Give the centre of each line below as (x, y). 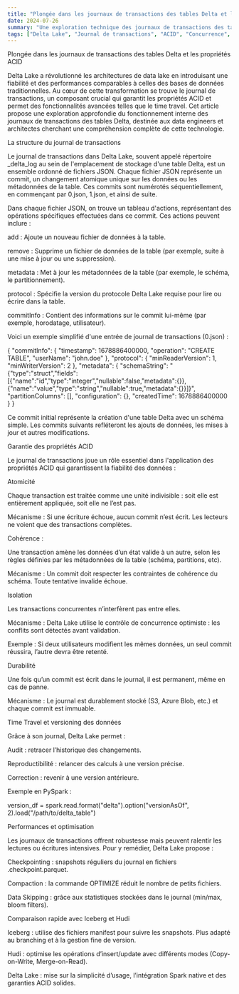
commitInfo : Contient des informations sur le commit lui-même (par (107, 316)
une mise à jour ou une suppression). (62, 258)
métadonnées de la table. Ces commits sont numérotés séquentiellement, (115, 187)
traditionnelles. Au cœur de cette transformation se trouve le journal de (111, 91)
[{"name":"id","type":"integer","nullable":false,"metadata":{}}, (97, 381)
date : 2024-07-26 (33, 21)
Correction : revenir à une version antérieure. (73, 778)
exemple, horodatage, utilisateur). (57, 323)
